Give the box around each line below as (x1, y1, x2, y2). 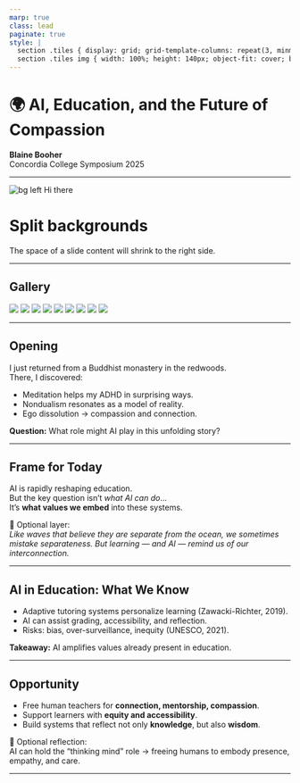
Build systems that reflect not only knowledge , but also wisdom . (21, 719, 261, 729)
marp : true (9, 12, 50, 22)
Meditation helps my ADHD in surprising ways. (21, 389, 194, 400)
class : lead (9, 21, 54, 30)
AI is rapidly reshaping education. (9, 483, 133, 494)
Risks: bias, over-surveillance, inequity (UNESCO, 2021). (21, 625, 229, 636)
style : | (9, 37, 42, 47)
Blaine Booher (9, 149, 62, 160)
